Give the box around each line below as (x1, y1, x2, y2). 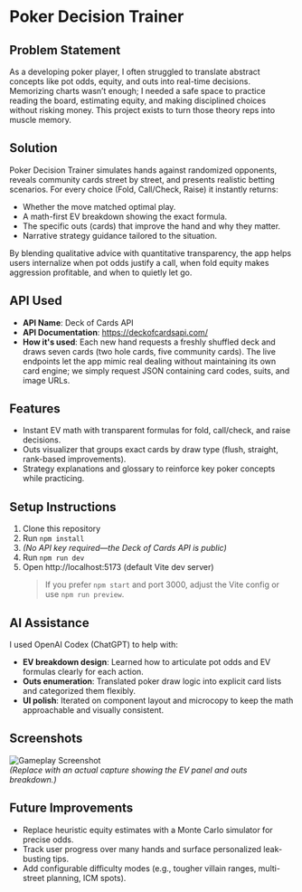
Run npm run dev (22, 552, 85, 563)
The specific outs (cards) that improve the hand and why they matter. (22, 220, 281, 232)
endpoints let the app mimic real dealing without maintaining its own (22, 356, 277, 366)
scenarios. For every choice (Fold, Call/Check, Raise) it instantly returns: (9, 184, 278, 195)
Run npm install (22, 533, 85, 544)
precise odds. (22, 834, 74, 845)
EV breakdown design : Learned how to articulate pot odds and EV (22, 657, 271, 668)
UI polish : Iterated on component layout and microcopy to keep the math (22, 695, 294, 707)
